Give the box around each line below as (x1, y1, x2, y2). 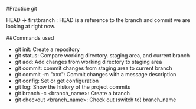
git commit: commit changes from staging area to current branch (14, 65, 172, 72)
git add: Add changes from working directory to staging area (14, 59, 162, 65)
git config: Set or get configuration (14, 77, 99, 84)
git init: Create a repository (14, 46, 80, 53)
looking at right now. (6, 23, 56, 30)
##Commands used (6, 34, 54, 41)
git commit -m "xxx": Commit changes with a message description (14, 71, 177, 78)
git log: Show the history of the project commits (14, 84, 131, 91)
